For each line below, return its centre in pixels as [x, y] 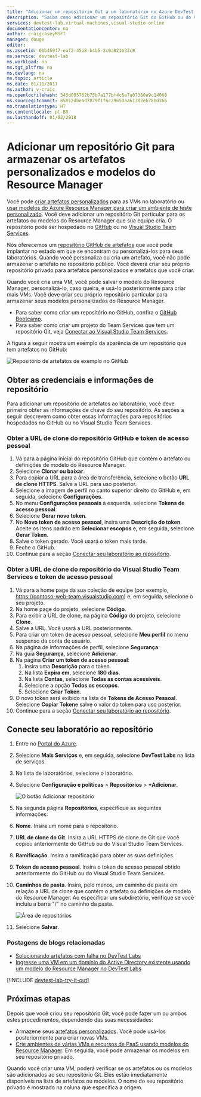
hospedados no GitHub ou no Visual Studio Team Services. [79, 423]
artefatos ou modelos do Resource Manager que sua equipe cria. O [89, 221]
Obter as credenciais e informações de [80, 380]
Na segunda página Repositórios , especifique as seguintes [88, 808]
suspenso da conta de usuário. [53, 641]
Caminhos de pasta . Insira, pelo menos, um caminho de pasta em [97, 885]
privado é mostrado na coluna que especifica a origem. [75, 1087]
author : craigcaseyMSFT [36, 34]
